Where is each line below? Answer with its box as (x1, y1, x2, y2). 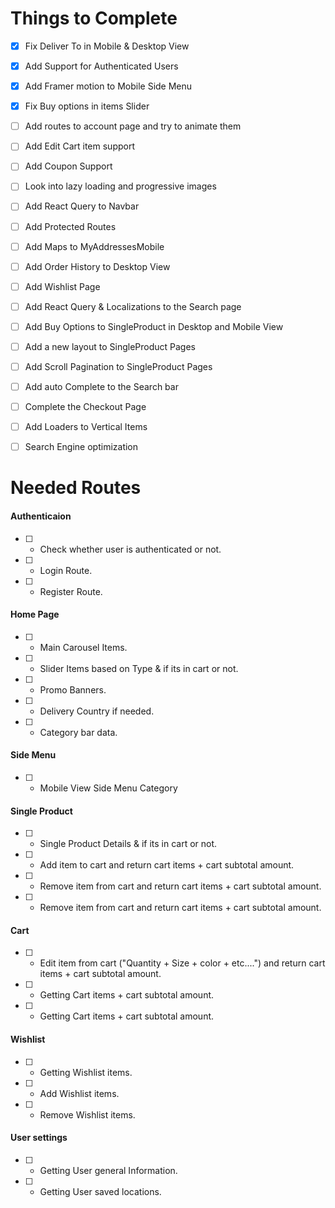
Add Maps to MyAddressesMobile (24, 240, 165, 252)
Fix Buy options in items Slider (24, 100, 150, 112)
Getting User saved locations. (39, 1185, 162, 1197)
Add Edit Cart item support (24, 140, 135, 152)
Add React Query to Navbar (24, 200, 140, 212)
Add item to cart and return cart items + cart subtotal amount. (39, 859, 295, 871)
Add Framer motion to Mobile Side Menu (24, 80, 193, 92)
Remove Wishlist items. (39, 1108, 136, 1121)
